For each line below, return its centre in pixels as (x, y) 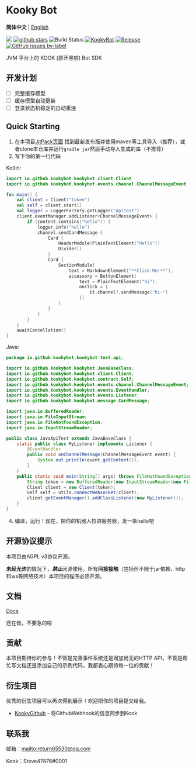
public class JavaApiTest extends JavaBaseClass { (69, 438)
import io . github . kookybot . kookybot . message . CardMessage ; (78, 401)
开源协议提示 (29, 541)
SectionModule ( (76, 265)
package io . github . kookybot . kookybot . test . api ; (65, 358)
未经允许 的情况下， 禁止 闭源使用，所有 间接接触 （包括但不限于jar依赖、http (96, 568)
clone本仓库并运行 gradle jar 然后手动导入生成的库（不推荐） (93, 149)
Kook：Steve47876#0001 (37, 761)
